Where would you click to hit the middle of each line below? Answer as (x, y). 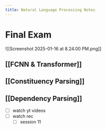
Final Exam (28, 34)
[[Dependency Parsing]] (44, 98)
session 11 (30, 122)
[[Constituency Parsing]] (45, 82)
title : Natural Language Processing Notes (50, 10)
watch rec (23, 116)
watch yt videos (29, 110)
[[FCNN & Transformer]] (43, 64)
